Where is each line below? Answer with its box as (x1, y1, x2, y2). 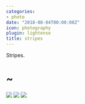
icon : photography (6, 25, 51, 31)
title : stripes (6, 36, 43, 41)
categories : (6, 8, 35, 15)
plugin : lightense (6, 30, 51, 36)
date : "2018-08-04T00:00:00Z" (6, 19, 80, 25)
